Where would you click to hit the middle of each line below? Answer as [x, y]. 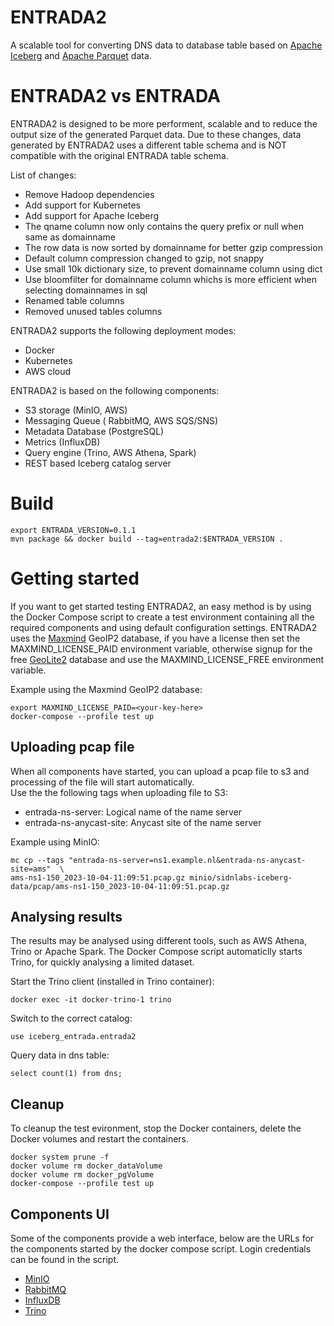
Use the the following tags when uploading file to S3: [119, 792]
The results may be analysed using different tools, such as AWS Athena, [159, 941]
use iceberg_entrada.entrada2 [73, 1037]
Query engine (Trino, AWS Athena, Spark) [110, 452]
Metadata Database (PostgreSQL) [94, 431]
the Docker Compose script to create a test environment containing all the [162, 617]
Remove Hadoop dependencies [89, 194]
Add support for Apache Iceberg [92, 215]
